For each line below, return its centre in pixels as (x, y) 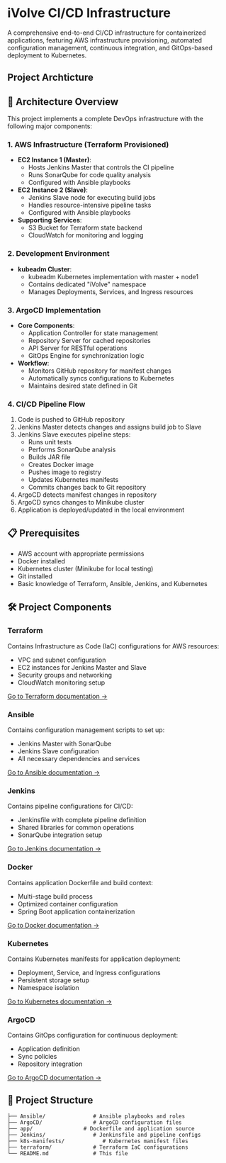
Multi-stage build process (55, 896)
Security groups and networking (64, 675)
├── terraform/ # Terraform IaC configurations (98, 1147)
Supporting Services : (50, 220)
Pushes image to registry (64, 472)
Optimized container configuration (68, 904)
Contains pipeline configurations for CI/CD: (70, 807)
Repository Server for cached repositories (89, 341)
